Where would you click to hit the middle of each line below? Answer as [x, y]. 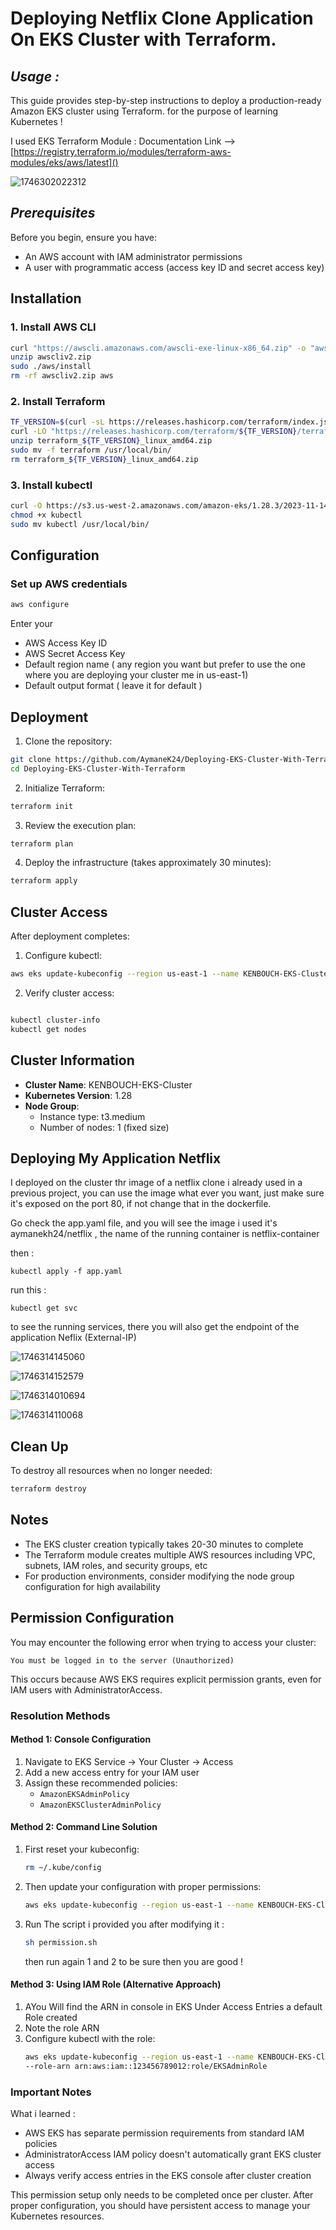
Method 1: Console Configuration [81, 1739]
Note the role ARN [62, 2028]
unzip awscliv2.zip [51, 357]
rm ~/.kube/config [63, 1868]
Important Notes [51, 2092]
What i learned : [43, 2113]
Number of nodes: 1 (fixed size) [104, 1127]
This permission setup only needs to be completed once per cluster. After [162, 2194]
